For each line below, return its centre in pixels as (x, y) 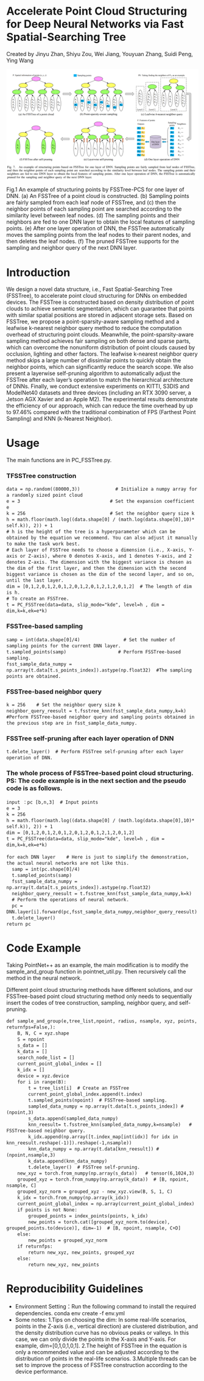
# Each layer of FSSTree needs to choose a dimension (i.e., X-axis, (97, 550)
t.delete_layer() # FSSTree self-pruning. (84, 1167)
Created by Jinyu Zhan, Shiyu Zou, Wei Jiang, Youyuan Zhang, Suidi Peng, (100, 54)
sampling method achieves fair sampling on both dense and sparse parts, (98, 341)
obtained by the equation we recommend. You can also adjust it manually (102, 538)
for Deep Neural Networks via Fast (95, 24)
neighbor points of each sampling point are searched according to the (94, 209)
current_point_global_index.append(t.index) (86, 1094)
